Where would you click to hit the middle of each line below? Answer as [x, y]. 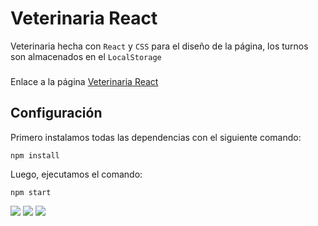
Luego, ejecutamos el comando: [76, 174]
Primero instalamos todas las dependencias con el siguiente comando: [156, 137]
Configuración [56, 113]
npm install [35, 155]
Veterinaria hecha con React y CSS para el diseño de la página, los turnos [159, 46]
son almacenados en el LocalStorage [86, 56]
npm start [31, 192]
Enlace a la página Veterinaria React [84, 81]
